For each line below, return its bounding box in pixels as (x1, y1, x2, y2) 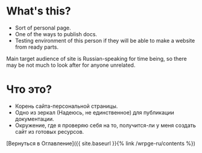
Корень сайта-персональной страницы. (14, 102, 118, 110)
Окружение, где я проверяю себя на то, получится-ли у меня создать (14, 122, 196, 129)
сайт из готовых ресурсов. (14, 128, 84, 135)
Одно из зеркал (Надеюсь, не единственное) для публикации (14, 108, 174, 116)
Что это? (6, 83, 52, 96)
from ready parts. (14, 43, 59, 51)
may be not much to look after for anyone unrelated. (6, 61, 136, 69)
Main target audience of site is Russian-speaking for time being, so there (6, 55, 187, 62)
